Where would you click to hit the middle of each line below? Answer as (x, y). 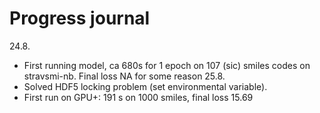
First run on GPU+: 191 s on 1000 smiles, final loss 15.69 (138, 97)
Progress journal (80, 18)
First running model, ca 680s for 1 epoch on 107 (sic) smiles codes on (167, 65)
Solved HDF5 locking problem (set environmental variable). (145, 86)
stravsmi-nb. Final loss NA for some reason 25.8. (124, 76)
